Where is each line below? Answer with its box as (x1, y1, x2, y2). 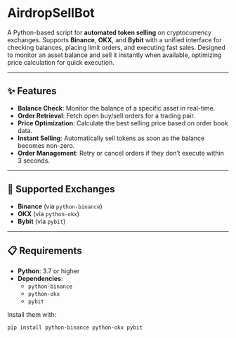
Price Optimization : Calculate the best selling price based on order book (17, 118, 228, 127)
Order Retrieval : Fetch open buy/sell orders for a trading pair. (17, 111, 195, 120)
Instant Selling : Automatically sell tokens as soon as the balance (17, 134, 205, 142)
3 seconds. (17, 156, 51, 165)
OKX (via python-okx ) (17, 209, 79, 218)
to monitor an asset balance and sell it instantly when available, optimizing (7, 51, 222, 59)
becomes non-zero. (17, 141, 75, 149)
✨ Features (7, 85, 57, 97)
